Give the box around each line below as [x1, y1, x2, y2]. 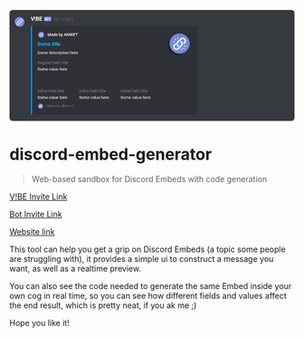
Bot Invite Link [9, 209, 62, 220]
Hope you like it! [9, 318, 70, 329]
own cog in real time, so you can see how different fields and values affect [9, 291, 287, 302]
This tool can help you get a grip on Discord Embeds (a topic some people [9, 244, 287, 255]
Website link [9, 226, 55, 237]
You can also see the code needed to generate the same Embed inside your [9, 281, 292, 292]
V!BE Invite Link [9, 191, 68, 202]
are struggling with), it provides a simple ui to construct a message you [9, 254, 274, 265]
